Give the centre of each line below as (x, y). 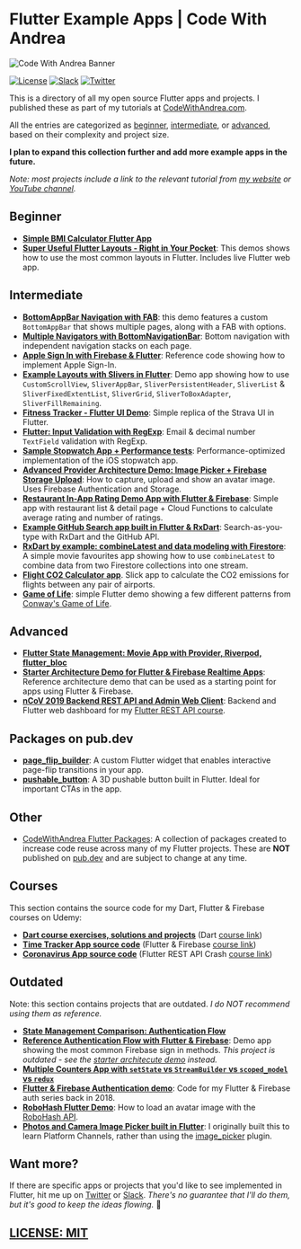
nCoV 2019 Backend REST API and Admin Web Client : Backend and (149, 701)
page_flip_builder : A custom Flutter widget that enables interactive (146, 760)
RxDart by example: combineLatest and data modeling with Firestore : (154, 546)
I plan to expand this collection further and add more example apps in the (148, 152)
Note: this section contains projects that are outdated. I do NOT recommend (150, 1004)
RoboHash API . (50, 1116)
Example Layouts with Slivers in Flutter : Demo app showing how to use (156, 374)
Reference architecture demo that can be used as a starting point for (149, 682)
